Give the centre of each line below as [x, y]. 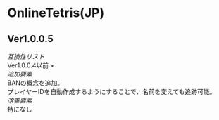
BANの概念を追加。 [36, 83]
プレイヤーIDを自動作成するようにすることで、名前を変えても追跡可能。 [112, 92]
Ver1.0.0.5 [31, 39]
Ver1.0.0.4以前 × [31, 65]
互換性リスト [26, 56]
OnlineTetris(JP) [56, 13]
